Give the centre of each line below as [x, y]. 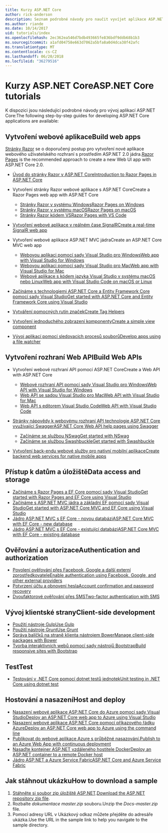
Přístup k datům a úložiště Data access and [73, 472]
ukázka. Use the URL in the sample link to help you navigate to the [80, 819]
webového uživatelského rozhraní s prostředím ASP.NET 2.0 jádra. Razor [79, 154]
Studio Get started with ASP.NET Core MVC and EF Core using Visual [83, 508]
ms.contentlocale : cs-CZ [31, 52]
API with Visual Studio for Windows [56, 390]
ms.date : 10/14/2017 [27, 29]
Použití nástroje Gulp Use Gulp [43, 625]
